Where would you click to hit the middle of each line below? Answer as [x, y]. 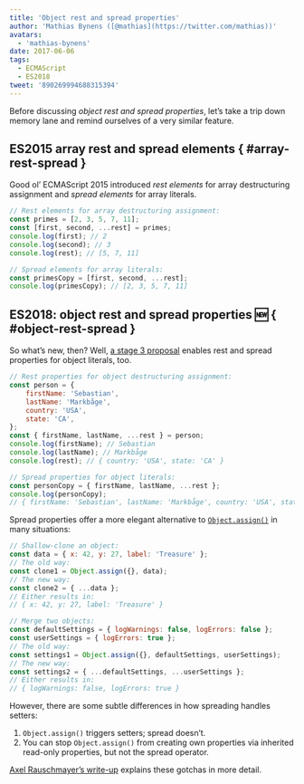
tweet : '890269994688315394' [64, 85]
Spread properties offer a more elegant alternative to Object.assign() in [143, 520]
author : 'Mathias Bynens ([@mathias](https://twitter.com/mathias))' [143, 26]
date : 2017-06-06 [42, 52]
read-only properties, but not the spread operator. [116, 752]
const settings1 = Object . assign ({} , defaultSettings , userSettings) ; [145, 655]
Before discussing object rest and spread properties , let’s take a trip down [147, 110]
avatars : [26, 34]
